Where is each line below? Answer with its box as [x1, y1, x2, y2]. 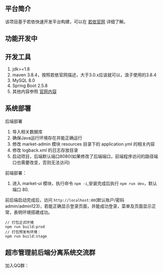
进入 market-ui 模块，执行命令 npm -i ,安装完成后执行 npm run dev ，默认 [12, 180, 157, 186]
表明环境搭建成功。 [13, 209, 53, 215]
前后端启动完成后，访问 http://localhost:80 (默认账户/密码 [5, 197, 125, 203]
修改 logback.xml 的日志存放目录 [12, 147, 79, 153]
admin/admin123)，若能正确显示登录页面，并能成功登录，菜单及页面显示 [5, 203, 152, 209]
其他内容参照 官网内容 [12, 89, 57, 94]
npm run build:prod [5, 224, 45, 229]
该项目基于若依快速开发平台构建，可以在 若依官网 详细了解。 [5, 19, 128, 25]
